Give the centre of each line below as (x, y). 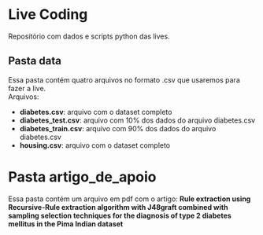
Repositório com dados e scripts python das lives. (89, 36)
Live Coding (48, 15)
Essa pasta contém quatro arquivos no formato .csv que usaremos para (124, 79)
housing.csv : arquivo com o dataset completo (95, 145)
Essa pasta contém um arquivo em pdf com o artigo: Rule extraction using (130, 199)
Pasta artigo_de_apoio (82, 176)
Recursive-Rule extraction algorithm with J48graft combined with (118, 207)
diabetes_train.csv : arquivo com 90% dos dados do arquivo (118, 128)
